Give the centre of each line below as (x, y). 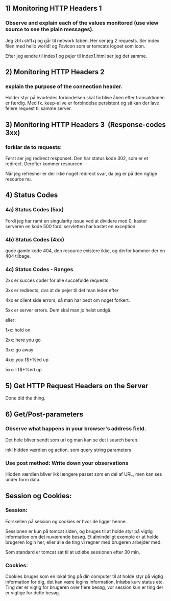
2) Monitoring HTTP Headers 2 (55, 72)
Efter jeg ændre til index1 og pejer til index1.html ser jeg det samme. (76, 56)
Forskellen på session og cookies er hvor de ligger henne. (66, 521)
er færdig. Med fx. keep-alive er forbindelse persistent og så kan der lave (82, 103)
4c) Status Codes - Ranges (39, 269)
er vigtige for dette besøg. (33, 593)
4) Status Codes (32, 195)
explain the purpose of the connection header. (64, 86)
